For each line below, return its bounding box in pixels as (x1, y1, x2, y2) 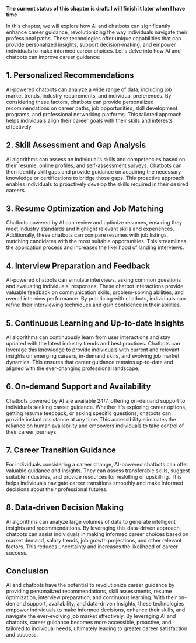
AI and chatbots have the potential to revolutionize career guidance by (6, 582, 175, 589)
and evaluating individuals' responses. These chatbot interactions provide (6, 283, 184, 290)
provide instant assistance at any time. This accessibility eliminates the (6, 416, 177, 423)
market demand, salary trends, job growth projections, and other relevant (6, 537, 182, 544)
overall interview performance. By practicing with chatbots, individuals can (6, 295, 185, 302)
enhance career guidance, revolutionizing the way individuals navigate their (6, 29, 188, 36)
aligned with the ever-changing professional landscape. (6, 365, 140, 372)
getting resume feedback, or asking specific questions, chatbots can (6, 409, 171, 417)
